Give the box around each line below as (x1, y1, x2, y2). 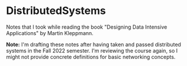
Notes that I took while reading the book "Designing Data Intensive (6, 23, 168, 30)
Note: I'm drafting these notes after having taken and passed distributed (6, 41, 181, 48)
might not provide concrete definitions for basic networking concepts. (6, 53, 176, 60)
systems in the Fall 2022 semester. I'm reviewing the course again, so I (6, 47, 178, 54)
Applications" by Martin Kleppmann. (6, 29, 94, 36)
